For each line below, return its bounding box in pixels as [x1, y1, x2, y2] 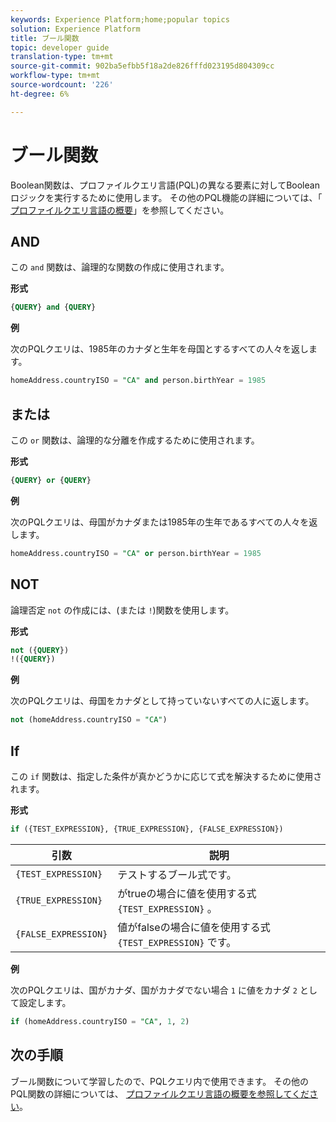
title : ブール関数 [10, 33, 80, 43]
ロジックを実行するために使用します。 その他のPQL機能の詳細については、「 [10, 191, 323, 203]
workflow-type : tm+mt [10, 71, 101, 81]
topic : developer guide [10, 42, 110, 53]
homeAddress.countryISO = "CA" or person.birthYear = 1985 [10, 548, 262, 558]
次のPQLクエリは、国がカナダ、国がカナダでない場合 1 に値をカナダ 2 [10, 984, 298, 996]
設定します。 [18, 996, 72, 1008]
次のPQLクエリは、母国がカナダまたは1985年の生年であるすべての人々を [10, 516, 310, 528]
